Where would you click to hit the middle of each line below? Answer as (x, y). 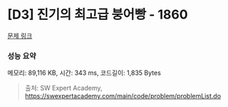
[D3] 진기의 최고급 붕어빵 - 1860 (98, 15)
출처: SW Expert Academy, (63, 88)
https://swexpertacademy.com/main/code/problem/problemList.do (123, 96)
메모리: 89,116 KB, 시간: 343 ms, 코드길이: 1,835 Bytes (84, 73)
